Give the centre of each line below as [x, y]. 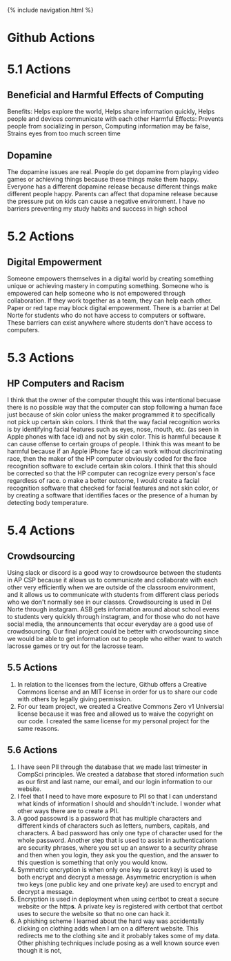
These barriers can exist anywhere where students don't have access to [110, 323]
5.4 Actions [41, 531]
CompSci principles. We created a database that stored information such [120, 774]
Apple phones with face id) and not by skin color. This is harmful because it [114, 437]
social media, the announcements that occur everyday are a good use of [110, 624]
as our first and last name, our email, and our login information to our [115, 781]
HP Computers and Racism [66, 383]
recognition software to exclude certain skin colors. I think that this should [112, 466]
